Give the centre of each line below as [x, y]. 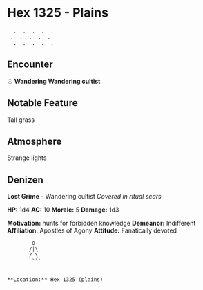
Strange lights [27, 158]
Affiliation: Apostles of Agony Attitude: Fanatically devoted [92, 230]
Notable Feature [42, 103]
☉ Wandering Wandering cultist [54, 81]
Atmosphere [35, 141]
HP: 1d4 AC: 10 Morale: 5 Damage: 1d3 [63, 210]
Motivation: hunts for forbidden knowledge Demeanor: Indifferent [101, 224]
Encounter [30, 65]
